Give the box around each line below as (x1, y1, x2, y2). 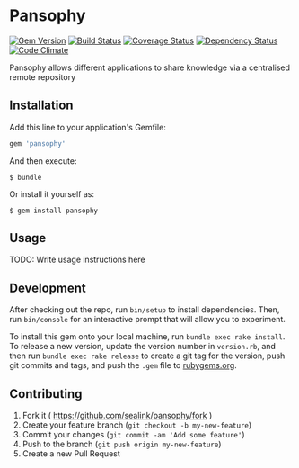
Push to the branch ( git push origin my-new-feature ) (22, 438, 222, 450)
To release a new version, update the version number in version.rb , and (9, 341, 277, 352)
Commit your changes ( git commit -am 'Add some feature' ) (22, 429, 245, 440)
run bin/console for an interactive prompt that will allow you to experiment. (9, 314, 286, 325)
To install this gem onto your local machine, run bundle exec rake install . (9, 331, 286, 342)
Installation (9, 98, 74, 113)
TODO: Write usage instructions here (9, 254, 145, 265)
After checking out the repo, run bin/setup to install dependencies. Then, (9, 304, 280, 315)
